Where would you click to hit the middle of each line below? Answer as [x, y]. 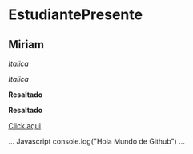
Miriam [26, 45]
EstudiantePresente [75, 15]
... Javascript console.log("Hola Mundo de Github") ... [97, 141]
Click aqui [25, 126]
